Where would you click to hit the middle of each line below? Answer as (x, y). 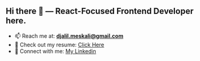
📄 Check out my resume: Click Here (59, 45)
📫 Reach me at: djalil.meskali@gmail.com (69, 36)
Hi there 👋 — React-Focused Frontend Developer (100, 11)
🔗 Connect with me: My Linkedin (55, 51)
